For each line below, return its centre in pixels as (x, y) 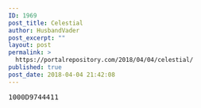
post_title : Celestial (46, 23)
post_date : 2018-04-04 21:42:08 (62, 75)
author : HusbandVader (44, 30)
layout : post (30, 45)
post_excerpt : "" (37, 38)
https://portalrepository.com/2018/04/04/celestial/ (104, 60)
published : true (35, 67)
